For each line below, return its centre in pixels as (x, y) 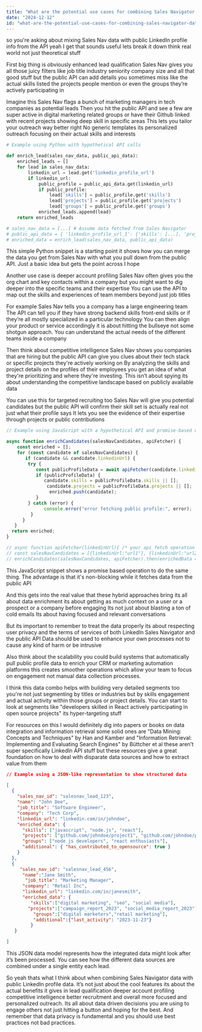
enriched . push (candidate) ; (83, 492)
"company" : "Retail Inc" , (54, 886)
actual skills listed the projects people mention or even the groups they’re (97, 84)
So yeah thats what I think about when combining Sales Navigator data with (100, 978)
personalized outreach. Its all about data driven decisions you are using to (98, 1003)
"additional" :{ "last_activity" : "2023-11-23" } (92, 920)
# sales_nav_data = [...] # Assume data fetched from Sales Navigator (96, 228)
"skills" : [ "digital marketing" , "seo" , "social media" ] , (103, 903)
